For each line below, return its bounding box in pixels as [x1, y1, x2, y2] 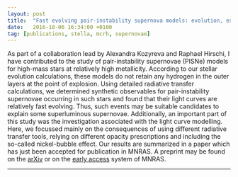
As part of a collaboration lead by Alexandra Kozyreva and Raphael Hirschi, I [7, 50, 230, 58]
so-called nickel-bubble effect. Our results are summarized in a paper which [7, 139, 230, 149]
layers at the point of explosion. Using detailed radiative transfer [7, 79, 195, 88]
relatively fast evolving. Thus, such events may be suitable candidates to [7, 102, 220, 110]
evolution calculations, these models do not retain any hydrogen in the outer [7, 72, 229, 81]
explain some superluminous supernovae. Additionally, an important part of [7, 110, 227, 118]
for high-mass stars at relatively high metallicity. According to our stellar [7, 64, 217, 73]
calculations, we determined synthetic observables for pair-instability [7, 87, 210, 96]
